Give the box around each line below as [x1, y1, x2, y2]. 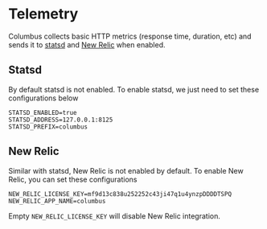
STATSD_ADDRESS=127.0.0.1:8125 [8, 116, 113, 124]
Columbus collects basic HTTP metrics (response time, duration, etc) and [8, 31, 252, 41]
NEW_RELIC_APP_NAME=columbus [8, 197, 106, 205]
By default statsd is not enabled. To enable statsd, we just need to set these [8, 84, 260, 94]
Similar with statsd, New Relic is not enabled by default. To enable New [8, 166, 244, 175]
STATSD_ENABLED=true [8, 108, 78, 117]
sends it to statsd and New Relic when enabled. [8, 39, 166, 49]
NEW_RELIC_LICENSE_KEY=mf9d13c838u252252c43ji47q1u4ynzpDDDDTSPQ [8, 190, 232, 198]
